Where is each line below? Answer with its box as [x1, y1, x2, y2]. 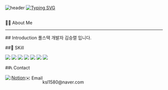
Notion [11, 75, 25, 80]
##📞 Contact [5, 65, 30, 70]
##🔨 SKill [5, 45, 24, 50]
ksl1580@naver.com [42, 79, 84, 85]
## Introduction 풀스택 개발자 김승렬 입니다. [5, 35, 91, 40]
